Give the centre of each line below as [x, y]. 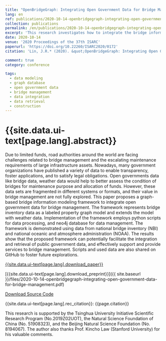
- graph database [27, 83]
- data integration [30, 97]
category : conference [27, 65]
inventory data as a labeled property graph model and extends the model [80, 213]
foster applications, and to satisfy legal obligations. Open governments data [82, 176]
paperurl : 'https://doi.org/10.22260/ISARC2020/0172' [62, 47]
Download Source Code [29, 294]
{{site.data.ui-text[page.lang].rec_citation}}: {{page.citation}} [67, 304]
